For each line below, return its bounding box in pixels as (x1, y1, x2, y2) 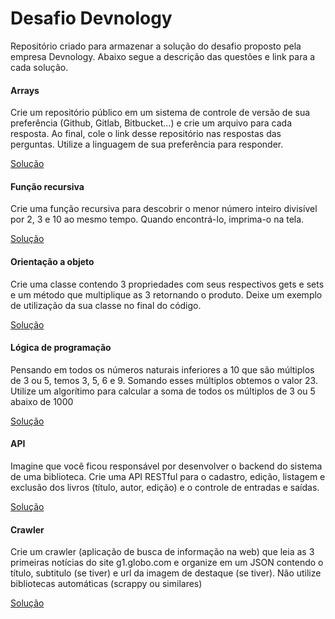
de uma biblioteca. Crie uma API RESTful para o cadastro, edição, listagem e (10, 470, 326, 482)
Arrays (10, 84, 40, 96)
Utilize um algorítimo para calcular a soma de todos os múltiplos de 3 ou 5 (10, 385, 316, 397)
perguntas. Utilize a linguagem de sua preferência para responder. (10, 138, 284, 151)
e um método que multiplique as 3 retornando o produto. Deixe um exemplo (10, 288, 323, 301)
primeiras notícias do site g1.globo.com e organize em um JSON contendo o (10, 557, 324, 569)
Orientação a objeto (10, 255, 95, 267)
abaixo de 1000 (10, 395, 74, 407)
